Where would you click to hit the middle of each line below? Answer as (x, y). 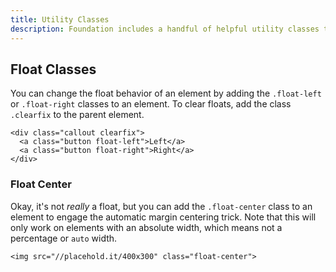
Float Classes (53, 69)
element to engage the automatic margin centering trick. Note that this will (163, 217)
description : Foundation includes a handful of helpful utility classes (165, 29)
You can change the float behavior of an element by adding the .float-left (166, 93)
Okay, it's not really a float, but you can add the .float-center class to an (161, 206)
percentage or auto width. (64, 238)
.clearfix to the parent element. (77, 115)
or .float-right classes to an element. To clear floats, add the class (151, 104)
